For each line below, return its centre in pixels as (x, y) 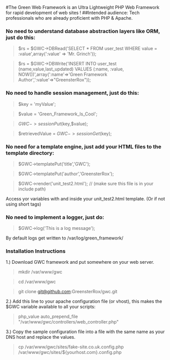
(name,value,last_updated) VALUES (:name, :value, (71, 69)
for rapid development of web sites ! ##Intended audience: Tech (73, 13)
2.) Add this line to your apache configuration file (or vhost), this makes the (84, 301)
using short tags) (24, 204)
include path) (32, 189)
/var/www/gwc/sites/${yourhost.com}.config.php (70, 352)
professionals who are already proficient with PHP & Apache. (69, 18)
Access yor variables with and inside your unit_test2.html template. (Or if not (85, 198)
